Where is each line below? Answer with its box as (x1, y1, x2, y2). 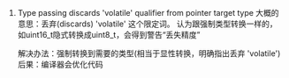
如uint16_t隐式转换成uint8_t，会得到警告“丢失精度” (17, 30, 201, 39)
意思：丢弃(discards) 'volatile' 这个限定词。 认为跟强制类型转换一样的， (17, 18, 278, 29)
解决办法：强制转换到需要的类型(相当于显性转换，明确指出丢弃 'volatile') (17, 48, 281, 59)
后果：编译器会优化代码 (17, 60, 103, 69)
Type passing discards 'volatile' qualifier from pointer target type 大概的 (17, 8, 280, 18)
